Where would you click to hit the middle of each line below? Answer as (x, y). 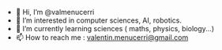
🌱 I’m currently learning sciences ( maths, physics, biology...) (115, 29)
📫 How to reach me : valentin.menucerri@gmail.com (102, 37)
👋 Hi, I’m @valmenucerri (55, 12)
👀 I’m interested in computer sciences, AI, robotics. (99, 20)
